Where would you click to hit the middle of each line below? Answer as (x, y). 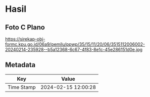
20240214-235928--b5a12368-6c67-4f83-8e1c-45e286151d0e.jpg (74, 49)
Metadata (20, 65)
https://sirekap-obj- (25, 39)
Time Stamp (22, 87)
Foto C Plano (25, 27)
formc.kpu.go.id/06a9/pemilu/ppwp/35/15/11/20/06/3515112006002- (75, 44)
